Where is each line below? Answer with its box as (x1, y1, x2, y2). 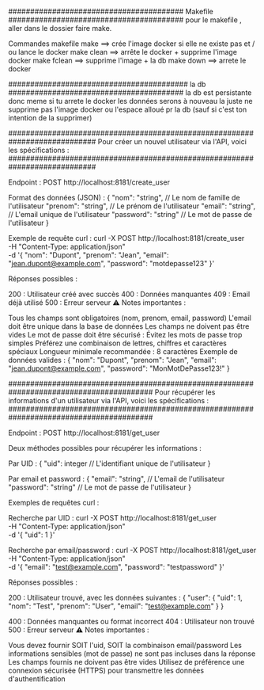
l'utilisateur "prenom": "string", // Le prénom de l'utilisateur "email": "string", (8, 201, 255, 211)
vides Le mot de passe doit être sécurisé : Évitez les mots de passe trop (8, 330, 243, 339)
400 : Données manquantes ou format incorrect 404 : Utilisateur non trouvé (8, 617, 255, 626)
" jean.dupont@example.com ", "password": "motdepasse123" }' (8, 259, 215, 268)
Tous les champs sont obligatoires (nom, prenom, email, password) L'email (8, 313, 251, 322)
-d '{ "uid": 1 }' (8, 530, 55, 539)
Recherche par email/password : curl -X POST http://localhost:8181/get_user (8, 546, 257, 555)
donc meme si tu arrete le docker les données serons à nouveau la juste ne (8, 97, 253, 105)
